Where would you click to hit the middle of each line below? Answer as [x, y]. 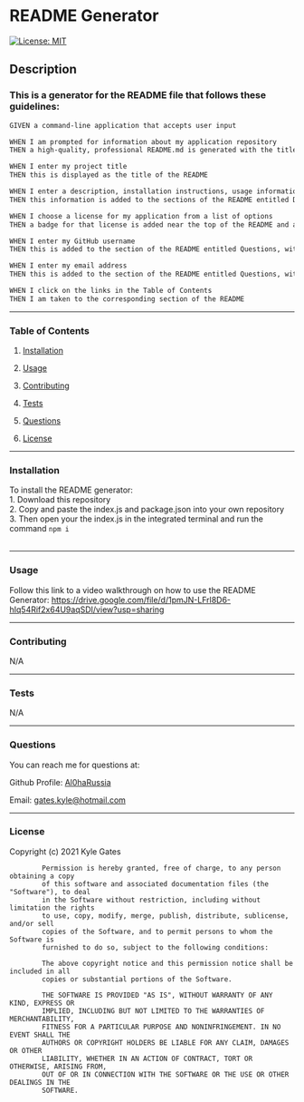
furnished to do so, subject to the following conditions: [156, 947]
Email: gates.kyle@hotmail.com [68, 800]
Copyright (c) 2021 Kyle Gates [65, 851]
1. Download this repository [60, 500]
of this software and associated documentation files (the [156, 884]
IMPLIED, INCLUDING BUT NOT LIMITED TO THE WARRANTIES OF [153, 1011]
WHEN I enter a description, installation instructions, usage [131, 191]
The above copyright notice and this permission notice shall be [168, 963]
